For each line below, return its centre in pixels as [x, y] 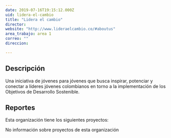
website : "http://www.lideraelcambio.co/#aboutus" [60, 29]
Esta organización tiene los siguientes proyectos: [57, 120]
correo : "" [17, 39]
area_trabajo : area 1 [28, 34]
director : [16, 24]
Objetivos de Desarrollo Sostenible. [42, 91]
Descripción [25, 69]
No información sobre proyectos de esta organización [62, 130]
